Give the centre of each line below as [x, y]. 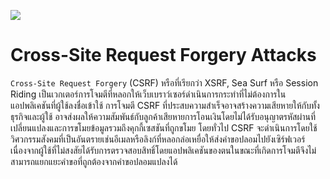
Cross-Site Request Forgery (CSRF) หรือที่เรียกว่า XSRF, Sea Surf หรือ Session [164, 82]
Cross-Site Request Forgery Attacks [163, 55]
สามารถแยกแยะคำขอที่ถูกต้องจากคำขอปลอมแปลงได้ [94, 161]
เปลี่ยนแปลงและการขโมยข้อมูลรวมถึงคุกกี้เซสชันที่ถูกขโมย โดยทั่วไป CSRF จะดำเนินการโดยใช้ [164, 127]
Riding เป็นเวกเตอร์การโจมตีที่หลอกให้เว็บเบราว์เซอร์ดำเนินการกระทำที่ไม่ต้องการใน [148, 94]
